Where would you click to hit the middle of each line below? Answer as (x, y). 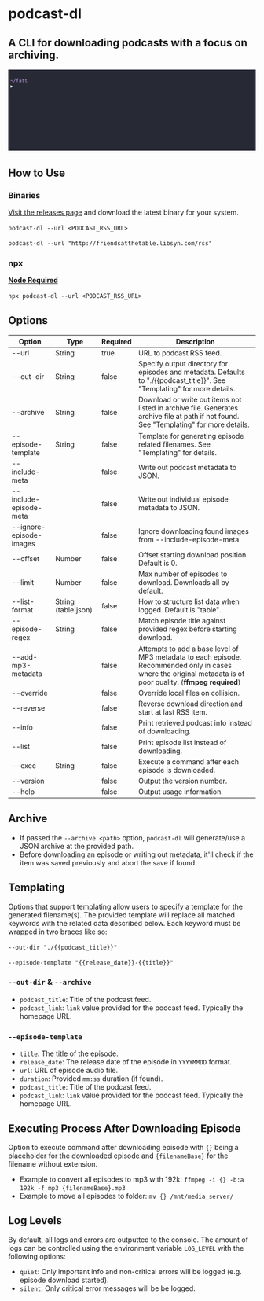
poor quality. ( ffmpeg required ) (190, 682)
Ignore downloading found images (194, 531)
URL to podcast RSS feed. (180, 353)
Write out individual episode (184, 499)
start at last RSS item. (173, 712)
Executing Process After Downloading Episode (125, 1128)
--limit (23, 582)
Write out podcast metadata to (188, 468)
